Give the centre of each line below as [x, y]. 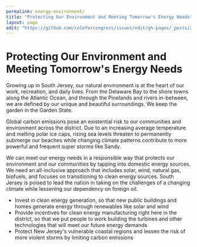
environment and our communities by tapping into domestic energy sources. [98, 164]
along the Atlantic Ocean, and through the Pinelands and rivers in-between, [97, 98]
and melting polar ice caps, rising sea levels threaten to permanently [89, 134]
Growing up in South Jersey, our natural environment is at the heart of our [95, 85]
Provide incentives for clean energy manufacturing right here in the [96, 213]
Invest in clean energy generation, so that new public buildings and [96, 200]
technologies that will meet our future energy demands [81, 225]
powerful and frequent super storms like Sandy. [64, 146]
